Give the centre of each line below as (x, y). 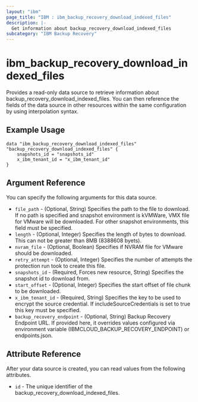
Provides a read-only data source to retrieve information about (83, 92)
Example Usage (36, 130)
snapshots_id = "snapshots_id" (56, 154)
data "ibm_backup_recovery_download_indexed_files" (71, 144)
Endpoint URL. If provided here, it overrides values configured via (95, 323)
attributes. (19, 375)
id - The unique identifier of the (54, 386)
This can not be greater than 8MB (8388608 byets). (78, 240)
